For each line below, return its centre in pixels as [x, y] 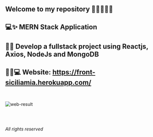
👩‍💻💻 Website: [28, 72]
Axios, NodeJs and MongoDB [52, 54]
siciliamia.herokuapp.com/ [48, 83]
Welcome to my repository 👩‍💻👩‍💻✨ [59, 9]
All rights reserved [24, 129]
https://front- [74, 72]
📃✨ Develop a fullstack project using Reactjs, [77, 46]
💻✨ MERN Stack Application [51, 27]
